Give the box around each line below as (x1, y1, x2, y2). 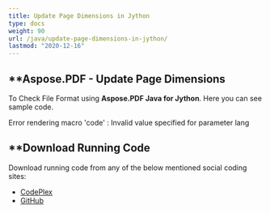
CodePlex (19, 187, 53, 197)
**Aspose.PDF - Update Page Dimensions (8, 72, 226, 86)
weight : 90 (8, 27, 45, 35)
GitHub (19, 195, 44, 205)
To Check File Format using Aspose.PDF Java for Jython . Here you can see (8, 93, 263, 103)
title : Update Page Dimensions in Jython (8, 11, 150, 20)
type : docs (8, 19, 45, 28)
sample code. (8, 102, 54, 112)
